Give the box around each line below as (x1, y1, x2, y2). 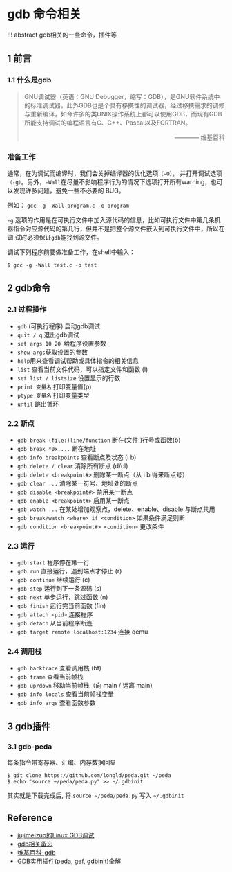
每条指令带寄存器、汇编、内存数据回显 (7, 758, 116, 767)
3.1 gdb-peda (7, 742, 52, 751)
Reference (7, 812, 53, 824)
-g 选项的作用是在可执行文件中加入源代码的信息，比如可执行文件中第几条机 (7, 215, 221, 224)
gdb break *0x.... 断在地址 (17, 444, 97, 452)
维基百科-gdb (17, 848, 56, 856)
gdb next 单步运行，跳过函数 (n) (17, 593, 108, 601)
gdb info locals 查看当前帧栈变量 (17, 690, 115, 698)
